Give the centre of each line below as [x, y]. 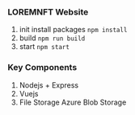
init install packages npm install [73, 30]
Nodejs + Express [49, 85]
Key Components [42, 68]
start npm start [44, 47]
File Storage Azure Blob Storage [73, 102]
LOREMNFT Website [48, 12]
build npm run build [52, 38]
